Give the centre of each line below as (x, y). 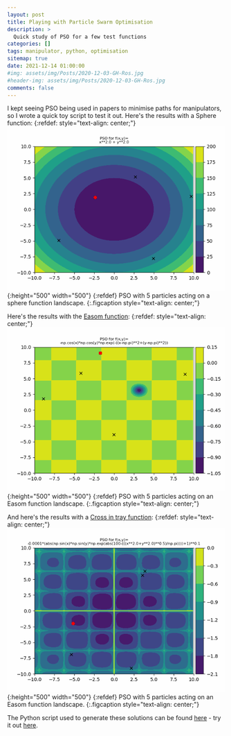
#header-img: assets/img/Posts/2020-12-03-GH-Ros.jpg (86, 80)
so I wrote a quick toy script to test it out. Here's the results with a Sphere (112, 116)
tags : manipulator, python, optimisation (68, 51)
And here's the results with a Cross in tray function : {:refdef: (93, 517)
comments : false (30, 88)
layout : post (26, 15)
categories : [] (29, 44)
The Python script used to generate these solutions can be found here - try (114, 718)
